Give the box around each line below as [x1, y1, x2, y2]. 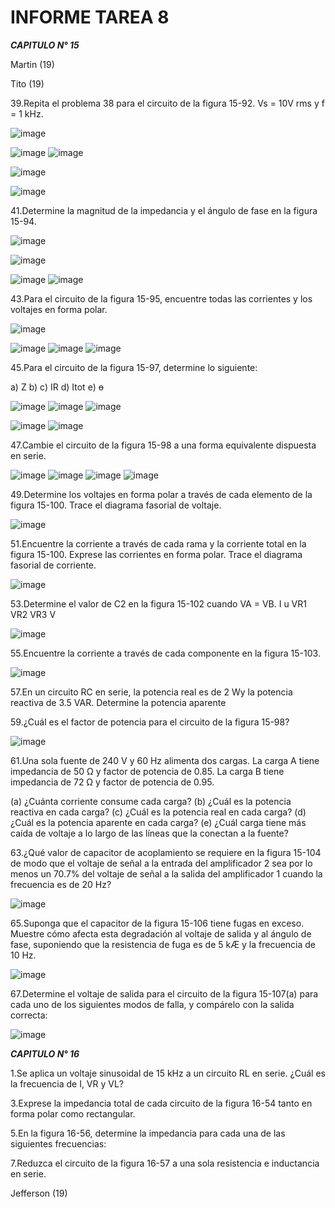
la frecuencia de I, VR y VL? [10, 1077, 125, 1090]
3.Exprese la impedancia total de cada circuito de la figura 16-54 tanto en [10, 1097, 313, 1109]
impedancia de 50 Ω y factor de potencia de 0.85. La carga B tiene [10, 765, 285, 777]
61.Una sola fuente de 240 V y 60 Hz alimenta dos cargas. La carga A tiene [10, 754, 320, 766]
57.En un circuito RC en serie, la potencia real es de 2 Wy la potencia [10, 686, 293, 698]
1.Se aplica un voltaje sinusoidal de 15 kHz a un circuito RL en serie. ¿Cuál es [10, 1067, 326, 1079]
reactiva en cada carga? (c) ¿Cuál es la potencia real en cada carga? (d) [10, 806, 307, 818]
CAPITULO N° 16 [10, 1047, 80, 1060]
